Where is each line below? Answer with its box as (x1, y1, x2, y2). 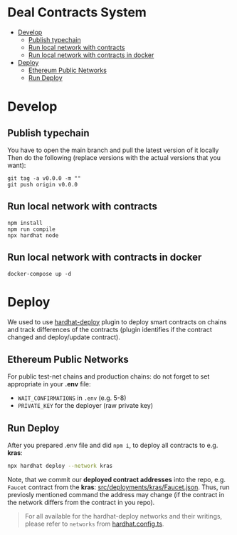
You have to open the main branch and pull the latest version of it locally (7, 146, 219, 154)
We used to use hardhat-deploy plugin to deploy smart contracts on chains (7, 317, 227, 326)
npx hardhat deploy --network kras (7, 462, 113, 470)
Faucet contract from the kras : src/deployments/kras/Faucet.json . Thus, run (7, 483, 230, 491)
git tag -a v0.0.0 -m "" (7, 174, 81, 182)
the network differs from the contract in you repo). (7, 498, 155, 506)
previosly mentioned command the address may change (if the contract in (7, 491, 225, 499)
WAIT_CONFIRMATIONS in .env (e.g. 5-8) (17, 394, 127, 402)
